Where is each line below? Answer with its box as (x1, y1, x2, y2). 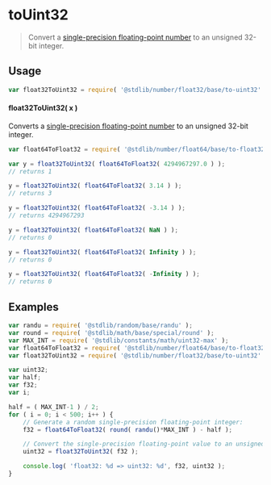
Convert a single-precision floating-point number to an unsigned (27, 32, 244, 42)
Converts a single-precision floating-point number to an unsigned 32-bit (8, 121, 248, 131)
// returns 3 (8, 190, 52, 198)
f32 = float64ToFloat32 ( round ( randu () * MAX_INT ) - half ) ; (23, 425, 232, 433)
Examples (8, 300, 59, 314)
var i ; (8, 389, 31, 397)
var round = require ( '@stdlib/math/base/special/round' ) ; (8, 328, 215, 337)
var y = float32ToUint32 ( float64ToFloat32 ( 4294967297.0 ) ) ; (8, 160, 226, 168)
